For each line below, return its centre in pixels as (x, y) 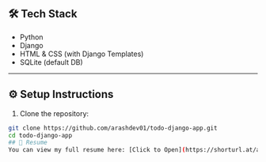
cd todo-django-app (40, 135)
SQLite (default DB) (51, 62)
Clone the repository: (54, 113)
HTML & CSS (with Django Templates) (82, 54)
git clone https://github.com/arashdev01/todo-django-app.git (113, 128)
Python (31, 37)
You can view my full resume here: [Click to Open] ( (97, 150)
